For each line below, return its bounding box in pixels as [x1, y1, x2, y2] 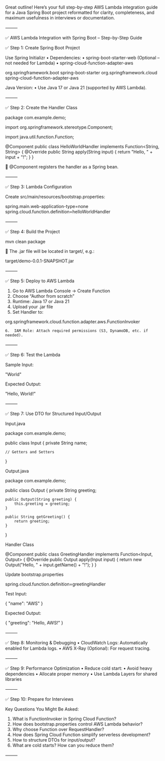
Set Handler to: [12, 309, 44, 315]
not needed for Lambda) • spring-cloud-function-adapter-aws [5, 60, 134, 66]
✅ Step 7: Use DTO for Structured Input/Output [5, 411, 101, 416]
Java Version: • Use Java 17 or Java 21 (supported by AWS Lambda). [5, 85, 147, 90]
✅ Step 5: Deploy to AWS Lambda [5, 278, 75, 284]
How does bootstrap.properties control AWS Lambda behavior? [12, 721, 143, 727]
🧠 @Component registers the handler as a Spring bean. [5, 164, 119, 170]
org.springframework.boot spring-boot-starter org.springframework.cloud [5, 70, 158, 75]
